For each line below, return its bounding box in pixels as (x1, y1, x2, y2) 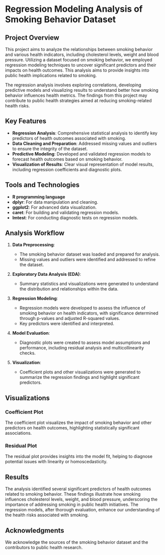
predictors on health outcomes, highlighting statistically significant (5, 425, 140, 431)
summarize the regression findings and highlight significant (19, 374, 140, 380)
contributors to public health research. (5, 545, 83, 551)
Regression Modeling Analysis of (5, 3, 143, 15)
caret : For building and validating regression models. (12, 210, 119, 215)
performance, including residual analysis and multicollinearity (19, 345, 144, 351)
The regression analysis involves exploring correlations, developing (5, 82, 141, 88)
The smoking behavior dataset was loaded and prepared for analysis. (19, 251, 160, 257)
